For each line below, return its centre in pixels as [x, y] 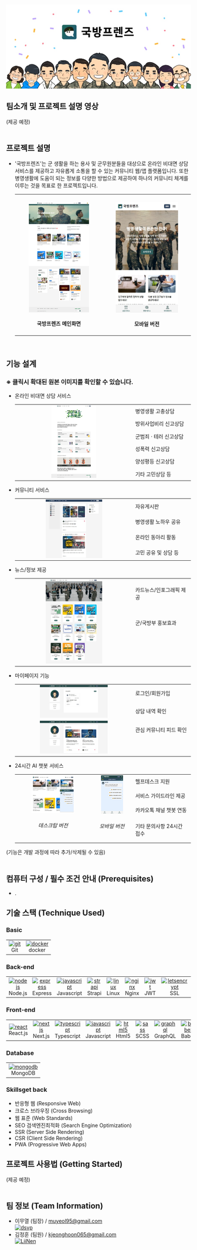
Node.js [18, 993]
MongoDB [23, 1073]
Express [42, 993]
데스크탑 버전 [53, 825]
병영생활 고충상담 [155, 411]
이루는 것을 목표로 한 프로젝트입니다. [56, 185]
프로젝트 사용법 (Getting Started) [64, 1164]
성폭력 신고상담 [152, 449]
